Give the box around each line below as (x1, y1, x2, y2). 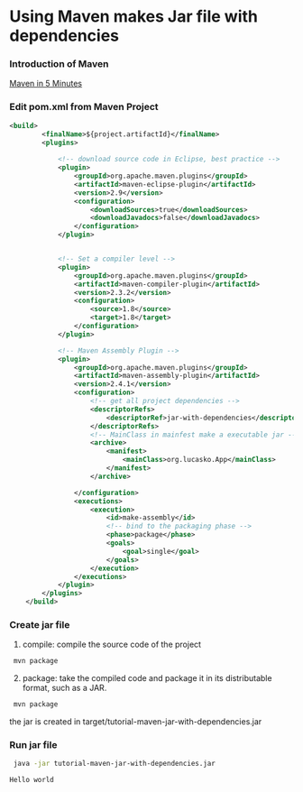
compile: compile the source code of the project (22, 639, 201, 650)
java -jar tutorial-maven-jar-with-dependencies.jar (13, 760, 216, 769)
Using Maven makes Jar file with (9, 6, 259, 27)
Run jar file (9, 739, 58, 751)
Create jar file (9, 618, 70, 631)
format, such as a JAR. (22, 683, 107, 694)
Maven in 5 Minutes (9, 78, 83, 89)
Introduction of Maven (9, 58, 110, 70)
